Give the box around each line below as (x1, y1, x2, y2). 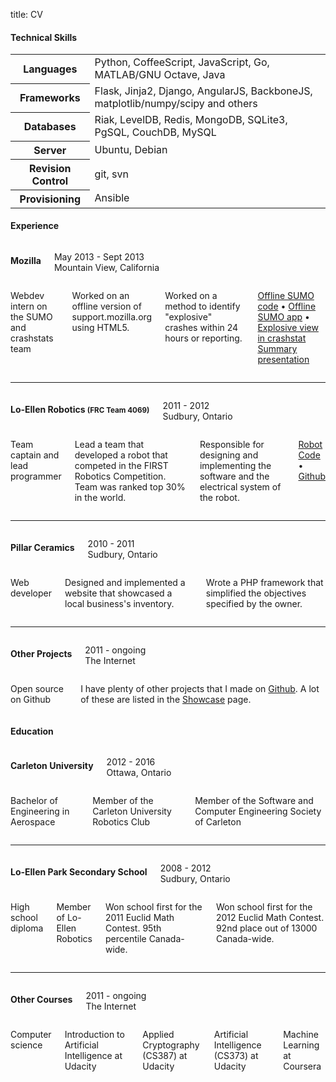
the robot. (199, 491, 240, 503)
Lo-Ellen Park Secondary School (10, 865, 148, 878)
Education (10, 725, 54, 737)
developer (10, 587, 53, 599)
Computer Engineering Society (194, 805, 322, 818)
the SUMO (10, 310, 53, 323)
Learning (283, 1039, 320, 1051)
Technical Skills (10, 31, 78, 43)
